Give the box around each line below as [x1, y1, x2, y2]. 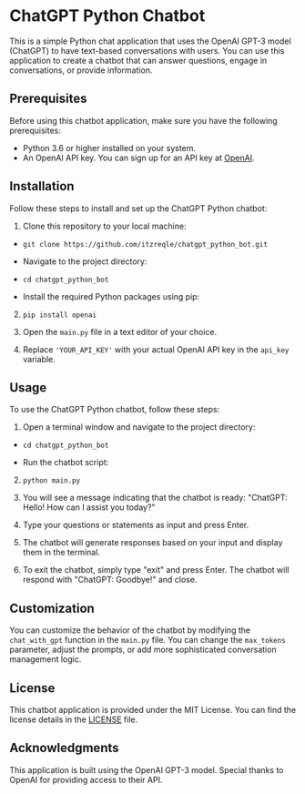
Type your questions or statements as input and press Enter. [22, 520, 249, 531]
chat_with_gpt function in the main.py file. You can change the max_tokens [9, 635, 286, 646]
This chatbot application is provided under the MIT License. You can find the [9, 705, 297, 715]
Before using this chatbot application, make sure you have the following [9, 115, 278, 126]
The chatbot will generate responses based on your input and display [22, 537, 283, 548]
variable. [22, 353, 56, 364]
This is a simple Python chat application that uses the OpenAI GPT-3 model [9, 36, 291, 46]
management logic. [9, 654, 82, 665]
